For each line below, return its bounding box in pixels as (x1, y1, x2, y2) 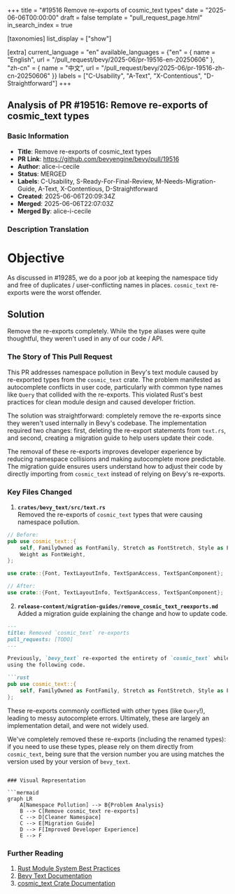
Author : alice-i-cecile (17, 162, 80, 170)
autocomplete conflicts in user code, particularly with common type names (7, 383, 224, 391)
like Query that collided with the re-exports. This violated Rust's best (7, 390, 203, 399)
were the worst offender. (30, 288, 102, 296)
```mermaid (7, 789, 39, 796)
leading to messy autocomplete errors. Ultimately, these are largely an (7, 714, 210, 722)
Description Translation (7, 224, 90, 234)
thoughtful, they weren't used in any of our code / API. (7, 334, 164, 343)
